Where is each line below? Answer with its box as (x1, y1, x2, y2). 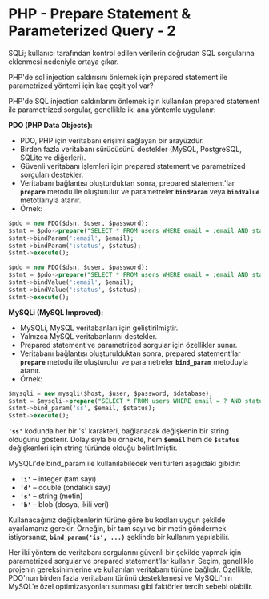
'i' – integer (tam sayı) (19, 474, 97, 484)
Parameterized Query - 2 (8, 22, 176, 40)
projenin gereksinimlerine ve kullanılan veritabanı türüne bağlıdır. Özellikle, (8, 565, 254, 574)
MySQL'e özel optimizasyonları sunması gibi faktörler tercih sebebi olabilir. (8, 581, 254, 592)
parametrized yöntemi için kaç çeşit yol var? (8, 81, 154, 90)
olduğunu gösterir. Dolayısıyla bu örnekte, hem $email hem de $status (8, 435, 240, 445)
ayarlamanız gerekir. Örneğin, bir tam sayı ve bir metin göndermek (8, 524, 227, 533)
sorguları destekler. (19, 170, 84, 179)
